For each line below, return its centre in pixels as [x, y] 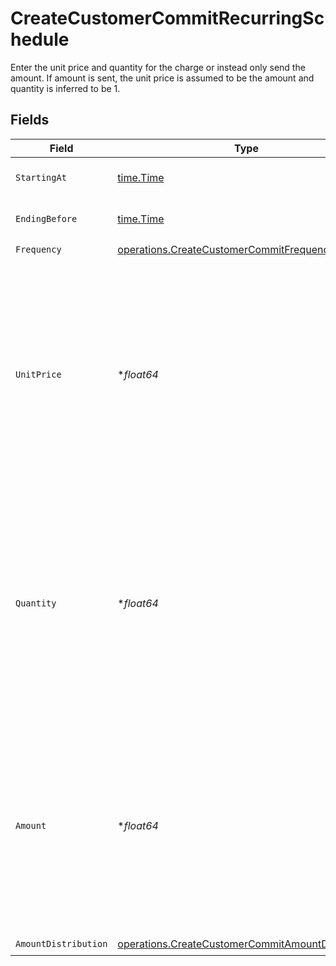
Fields [30, 120]
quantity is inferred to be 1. [65, 88]
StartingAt [41, 177]
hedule [40, 39]
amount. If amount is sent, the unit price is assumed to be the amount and [162, 78]
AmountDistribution [61, 944]
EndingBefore [46, 218]
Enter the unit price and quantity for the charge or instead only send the [158, 67]
